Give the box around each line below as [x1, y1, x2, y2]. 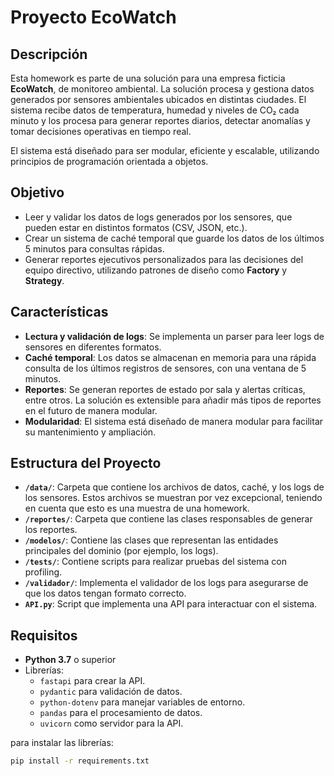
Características [10, 304, 109, 321]
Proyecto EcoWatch [10, 6, 177, 29]
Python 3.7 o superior [24, 654, 117, 666]
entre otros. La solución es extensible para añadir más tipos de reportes [24, 394, 322, 406]
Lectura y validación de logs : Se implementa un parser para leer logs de [24, 330, 325, 342]
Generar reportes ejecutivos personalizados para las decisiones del [24, 253, 304, 265]
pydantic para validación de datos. [39, 686, 183, 698]
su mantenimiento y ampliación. [24, 426, 157, 438]
